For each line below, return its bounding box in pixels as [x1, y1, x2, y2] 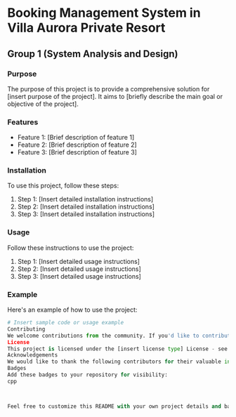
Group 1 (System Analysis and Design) [7, 48, 178, 60]
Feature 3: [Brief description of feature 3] [17, 148, 137, 157]
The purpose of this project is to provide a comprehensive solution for [7, 84, 210, 93]
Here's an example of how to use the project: [7, 305, 138, 314]
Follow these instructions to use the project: [7, 244, 134, 252]
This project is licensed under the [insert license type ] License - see [7, 345, 228, 352]
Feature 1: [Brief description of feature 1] [17, 133, 135, 142]
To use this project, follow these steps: [7, 181, 119, 190]
